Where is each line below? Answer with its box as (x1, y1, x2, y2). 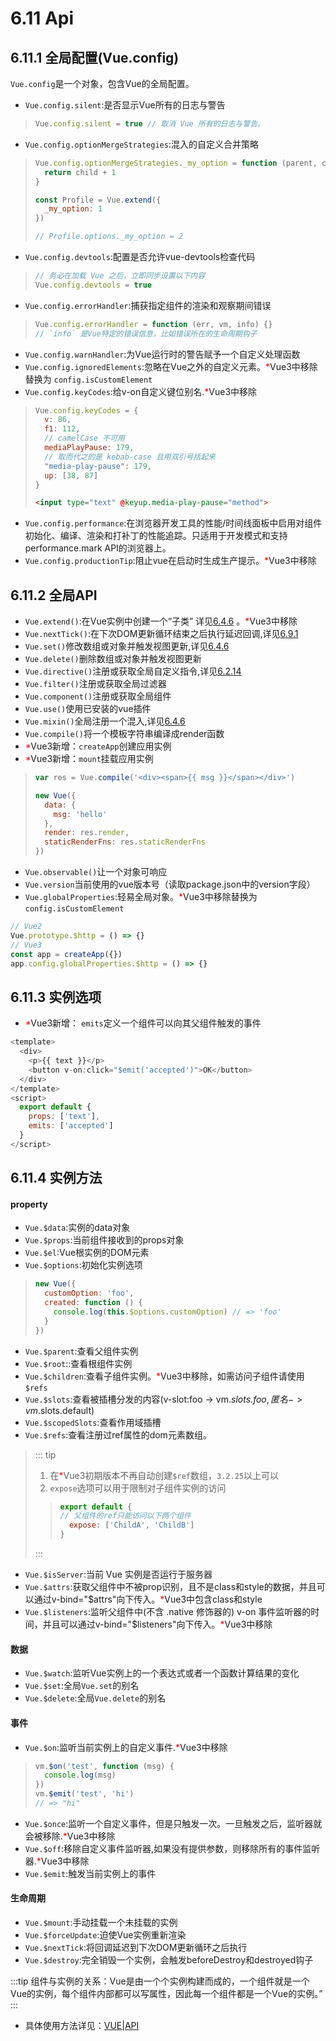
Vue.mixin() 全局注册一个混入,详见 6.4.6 (24, 715, 186, 727)
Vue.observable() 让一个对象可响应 (24, 866, 168, 878)
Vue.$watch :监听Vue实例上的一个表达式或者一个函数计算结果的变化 (24, 1667, 300, 1679)
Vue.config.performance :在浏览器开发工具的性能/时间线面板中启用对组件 (24, 517, 323, 529)
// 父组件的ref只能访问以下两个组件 (59, 1511, 192, 1521)
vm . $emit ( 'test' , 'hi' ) (34, 1789, 135, 1799)
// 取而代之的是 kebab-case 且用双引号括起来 (44, 452, 216, 462)
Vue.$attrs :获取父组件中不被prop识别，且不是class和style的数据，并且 (24, 1581, 317, 1593)
